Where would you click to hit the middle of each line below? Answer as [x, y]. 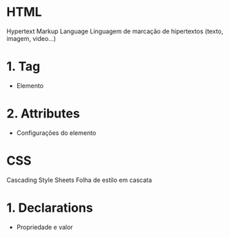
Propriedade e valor [45, 227]
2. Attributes [43, 114]
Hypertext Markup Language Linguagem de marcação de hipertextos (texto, [115, 31]
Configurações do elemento [56, 133]
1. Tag [23, 67]
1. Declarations [50, 208]
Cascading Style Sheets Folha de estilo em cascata [79, 180]
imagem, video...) [31, 38]
